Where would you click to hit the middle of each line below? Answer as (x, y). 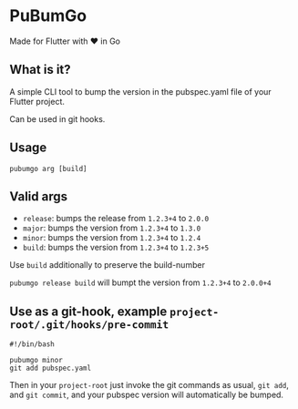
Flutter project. (37, 101)
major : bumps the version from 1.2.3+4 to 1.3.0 (112, 228)
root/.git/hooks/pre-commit (89, 324)
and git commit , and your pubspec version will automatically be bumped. (147, 395)
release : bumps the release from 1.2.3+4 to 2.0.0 (116, 219)
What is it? (40, 70)
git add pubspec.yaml (51, 368)
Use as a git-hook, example (88, 311)
